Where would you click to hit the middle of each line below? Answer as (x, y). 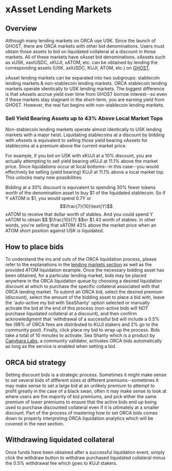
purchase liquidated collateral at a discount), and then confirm (71, 314)
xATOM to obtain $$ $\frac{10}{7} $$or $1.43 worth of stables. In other (80, 220)
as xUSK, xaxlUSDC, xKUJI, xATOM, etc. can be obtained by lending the (82, 62)
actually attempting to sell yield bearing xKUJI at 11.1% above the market (82, 161)
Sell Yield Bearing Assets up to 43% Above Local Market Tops (84, 118)
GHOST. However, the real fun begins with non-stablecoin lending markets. (85, 105)
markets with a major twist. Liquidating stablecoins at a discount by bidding (85, 135)
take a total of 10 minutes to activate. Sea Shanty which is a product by (80, 335)
